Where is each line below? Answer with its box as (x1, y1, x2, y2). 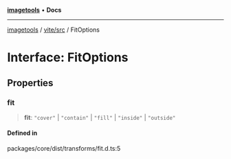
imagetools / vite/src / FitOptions (7, 25, 100, 34)
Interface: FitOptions (7, 50, 129, 65)
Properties (7, 77, 54, 89)
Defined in (7, 129, 38, 137)
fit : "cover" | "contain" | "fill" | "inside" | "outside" (23, 113, 176, 121)
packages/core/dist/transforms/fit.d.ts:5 (7, 145, 121, 153)
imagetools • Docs (7, 6, 62, 14)
